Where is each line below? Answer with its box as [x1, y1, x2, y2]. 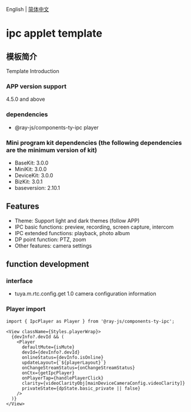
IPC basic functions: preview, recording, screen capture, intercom [14, 223, 174, 230]
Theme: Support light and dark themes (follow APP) [14, 217, 140, 224]
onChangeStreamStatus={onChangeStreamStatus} [21, 365, 135, 371]
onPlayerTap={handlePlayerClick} [21, 375, 104, 381]
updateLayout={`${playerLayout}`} [21, 360, 107, 365]
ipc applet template [6, 27, 103, 40]
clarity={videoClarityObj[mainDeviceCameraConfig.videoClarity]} [21, 380, 185, 386]
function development [6, 259, 89, 269]
